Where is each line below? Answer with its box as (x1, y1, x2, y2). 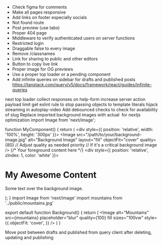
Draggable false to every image (12, 46, 75, 51)
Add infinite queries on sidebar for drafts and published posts (12, 76, 136, 82)
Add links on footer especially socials (12, 15, 87, 20)
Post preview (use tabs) (12, 25, 60, 31)
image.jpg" (5, 137, 27, 143)
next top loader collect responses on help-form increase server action (5, 96, 146, 102)
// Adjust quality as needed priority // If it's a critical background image (15, 142, 157, 148)
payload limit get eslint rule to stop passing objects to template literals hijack (5, 102, 158, 107)
